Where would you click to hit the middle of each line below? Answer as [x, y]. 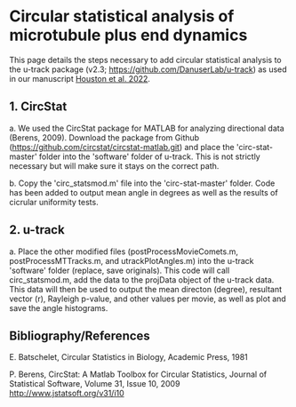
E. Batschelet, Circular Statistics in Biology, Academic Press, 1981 [129, 357]
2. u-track [37, 230]
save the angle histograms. [59, 307]
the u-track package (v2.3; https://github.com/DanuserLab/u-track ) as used [148, 69]
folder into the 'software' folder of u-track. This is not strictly [149, 156]
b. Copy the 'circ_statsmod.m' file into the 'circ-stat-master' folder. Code [142, 183]
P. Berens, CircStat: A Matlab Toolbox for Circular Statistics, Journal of [138, 374]
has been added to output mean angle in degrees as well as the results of [144, 192]
